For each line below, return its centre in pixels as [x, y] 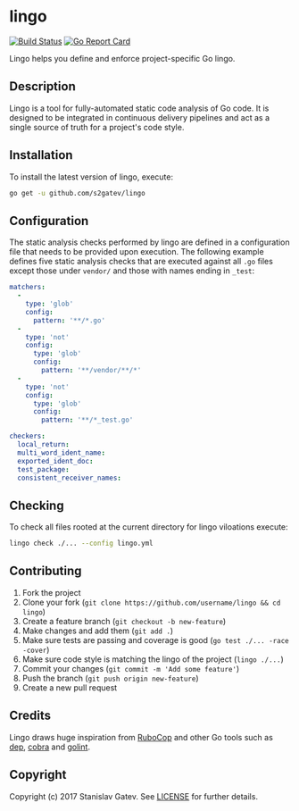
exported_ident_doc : [55, 461]
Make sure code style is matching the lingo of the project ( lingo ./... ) [153, 659]
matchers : [28, 288]
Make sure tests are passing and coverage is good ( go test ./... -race [155, 640]
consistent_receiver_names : [70, 478]
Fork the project [52, 592]
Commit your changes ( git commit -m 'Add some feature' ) [131, 668]
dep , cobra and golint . [50, 747]
